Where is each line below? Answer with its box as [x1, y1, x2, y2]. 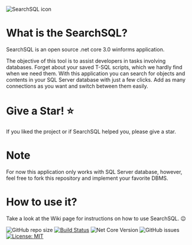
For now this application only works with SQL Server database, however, [6, 168, 183, 175]
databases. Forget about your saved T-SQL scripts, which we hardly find [6, 63, 183, 70]
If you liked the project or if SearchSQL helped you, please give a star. [6, 128, 176, 135]
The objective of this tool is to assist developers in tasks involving [6, 57, 166, 65]
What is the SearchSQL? [6, 27, 128, 40]
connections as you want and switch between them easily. [6, 82, 149, 89]
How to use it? [6, 195, 77, 208]
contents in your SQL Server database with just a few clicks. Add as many [6, 76, 186, 83]
